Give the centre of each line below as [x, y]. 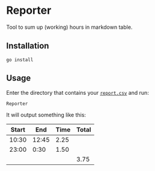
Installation [28, 46]
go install [20, 60]
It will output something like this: [46, 115]
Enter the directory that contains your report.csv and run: [77, 92]
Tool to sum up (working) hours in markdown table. [69, 27]
